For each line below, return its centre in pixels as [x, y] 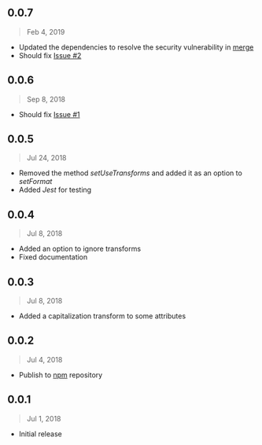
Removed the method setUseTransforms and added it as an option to [131, 173]
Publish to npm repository [61, 375]
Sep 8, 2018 [46, 99]
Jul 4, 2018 [44, 359]
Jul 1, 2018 [44, 418]
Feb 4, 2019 [46, 31]
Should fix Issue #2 [50, 55]
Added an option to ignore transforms [80, 249]
